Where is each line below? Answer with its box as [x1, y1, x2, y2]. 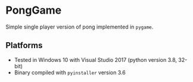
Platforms [5, 40, 43, 51]
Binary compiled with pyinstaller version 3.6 [14, 69, 126, 76]
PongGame [5, 4, 62, 17]
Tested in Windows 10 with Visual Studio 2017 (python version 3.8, [14, 56, 177, 63]
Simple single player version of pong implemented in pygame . [5, 23, 154, 30]
